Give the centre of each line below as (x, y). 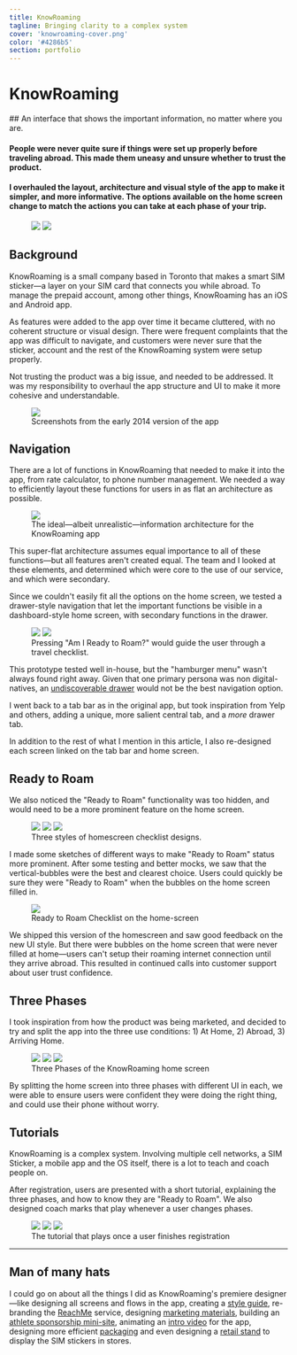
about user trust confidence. (61, 973)
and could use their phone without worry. (84, 1104)
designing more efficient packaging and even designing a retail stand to (140, 1331)
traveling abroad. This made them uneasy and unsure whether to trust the (148, 158)
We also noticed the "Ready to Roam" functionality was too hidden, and (139, 800)
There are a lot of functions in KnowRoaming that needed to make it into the (147, 470)
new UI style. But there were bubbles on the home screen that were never (144, 945)
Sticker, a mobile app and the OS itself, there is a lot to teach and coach (139, 1163)
